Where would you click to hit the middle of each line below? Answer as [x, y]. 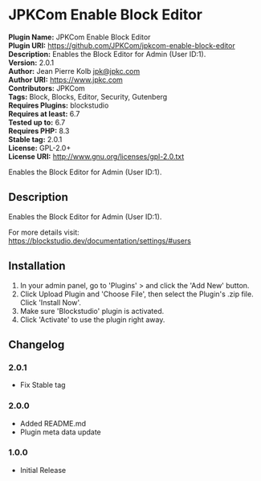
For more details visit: [44, 232]
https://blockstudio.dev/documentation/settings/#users [100, 240]
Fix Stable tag [43, 385]
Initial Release [43, 470]
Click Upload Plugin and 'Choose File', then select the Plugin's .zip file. [137, 294]
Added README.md [53, 423]
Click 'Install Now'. [51, 302]
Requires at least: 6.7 [44, 113]
